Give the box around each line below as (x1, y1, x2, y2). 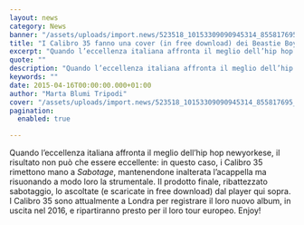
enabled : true (17, 114, 71, 123)
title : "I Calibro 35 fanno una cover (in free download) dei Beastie (9, 38, 281, 48)
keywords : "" (9, 73, 59, 82)
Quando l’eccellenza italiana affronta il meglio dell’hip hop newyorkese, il (9, 147, 280, 159)
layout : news (9, 13, 59, 23)
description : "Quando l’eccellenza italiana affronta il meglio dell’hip (9, 64, 294, 73)
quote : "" (9, 55, 47, 64)
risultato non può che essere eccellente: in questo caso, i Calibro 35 (9, 157, 263, 168)
